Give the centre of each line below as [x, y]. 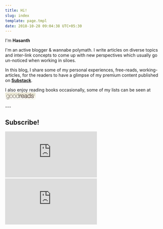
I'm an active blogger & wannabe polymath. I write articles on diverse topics [81, 50]
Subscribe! [22, 122]
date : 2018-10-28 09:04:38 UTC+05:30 [44, 26]
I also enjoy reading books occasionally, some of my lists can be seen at [78, 90]
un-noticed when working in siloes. [41, 60]
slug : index [17, 15]
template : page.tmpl [26, 21]
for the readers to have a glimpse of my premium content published [90, 75]
